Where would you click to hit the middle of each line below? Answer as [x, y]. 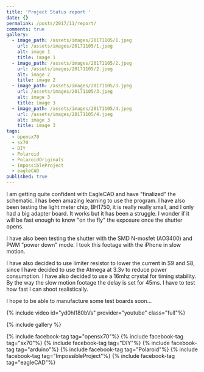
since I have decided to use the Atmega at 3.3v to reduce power [87, 270]
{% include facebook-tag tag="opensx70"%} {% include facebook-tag [95, 336]
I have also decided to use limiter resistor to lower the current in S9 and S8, [100, 263]
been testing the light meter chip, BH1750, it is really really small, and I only [100, 207]
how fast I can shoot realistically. [47, 289]
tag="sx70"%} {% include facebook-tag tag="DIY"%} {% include [88, 343]
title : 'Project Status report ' [49, 12]
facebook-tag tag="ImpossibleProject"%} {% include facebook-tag [91, 356]
